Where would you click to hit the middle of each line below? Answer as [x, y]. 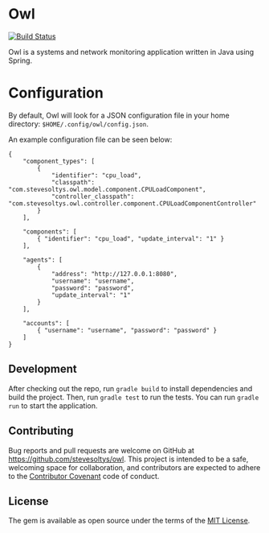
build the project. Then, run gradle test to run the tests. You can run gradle [134, 397]
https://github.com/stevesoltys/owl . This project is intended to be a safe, [128, 459]
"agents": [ [43, 260]
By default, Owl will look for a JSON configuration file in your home [119, 115]
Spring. [20, 60]
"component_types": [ [59, 161]
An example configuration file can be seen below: [90, 139]
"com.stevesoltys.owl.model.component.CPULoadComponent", [107, 189]
